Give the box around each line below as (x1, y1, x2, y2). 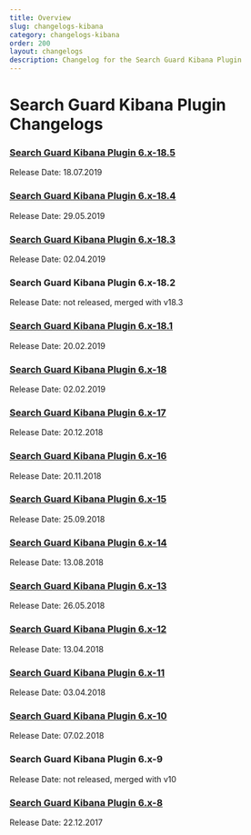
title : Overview (9, 13, 71, 23)
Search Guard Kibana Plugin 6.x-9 (9, 753, 164, 766)
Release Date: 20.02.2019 (9, 340, 106, 351)
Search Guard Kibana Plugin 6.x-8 (9, 796, 164, 809)
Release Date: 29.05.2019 (9, 210, 105, 221)
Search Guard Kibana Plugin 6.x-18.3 (9, 233, 176, 245)
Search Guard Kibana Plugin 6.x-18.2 (9, 276, 176, 289)
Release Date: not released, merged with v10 (9, 773, 177, 784)
